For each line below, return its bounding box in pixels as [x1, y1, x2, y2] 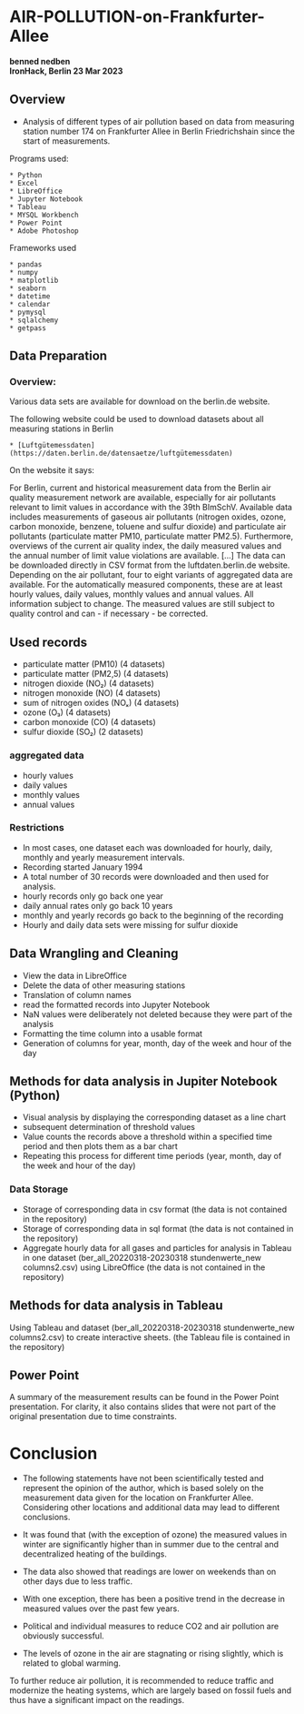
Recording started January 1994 [22, 862, 143, 872]
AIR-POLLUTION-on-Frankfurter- [9, 6, 265, 27]
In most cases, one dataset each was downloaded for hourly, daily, [22, 842, 273, 852]
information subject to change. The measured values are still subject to [9, 599, 275, 610]
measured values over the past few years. [22, 1603, 180, 1614]
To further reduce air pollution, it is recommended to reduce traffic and [9, 1676, 274, 1687]
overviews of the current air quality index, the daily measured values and [9, 540, 282, 551]
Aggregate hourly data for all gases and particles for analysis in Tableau [22, 1242, 292, 1253]
